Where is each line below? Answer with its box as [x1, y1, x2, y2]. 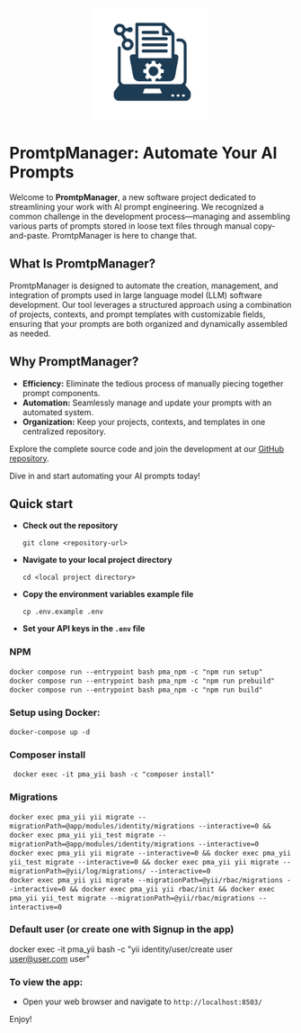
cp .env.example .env [22, 607, 103, 617]
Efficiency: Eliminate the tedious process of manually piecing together [22, 377, 284, 389]
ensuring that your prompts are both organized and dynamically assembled [9, 318, 288, 329]
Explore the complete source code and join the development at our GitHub [9, 443, 285, 454]
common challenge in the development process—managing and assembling [9, 211, 290, 222]
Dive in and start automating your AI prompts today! [9, 470, 200, 481]
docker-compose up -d [9, 728, 91, 737]
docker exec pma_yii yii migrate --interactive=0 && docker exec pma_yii [9, 848, 292, 857]
